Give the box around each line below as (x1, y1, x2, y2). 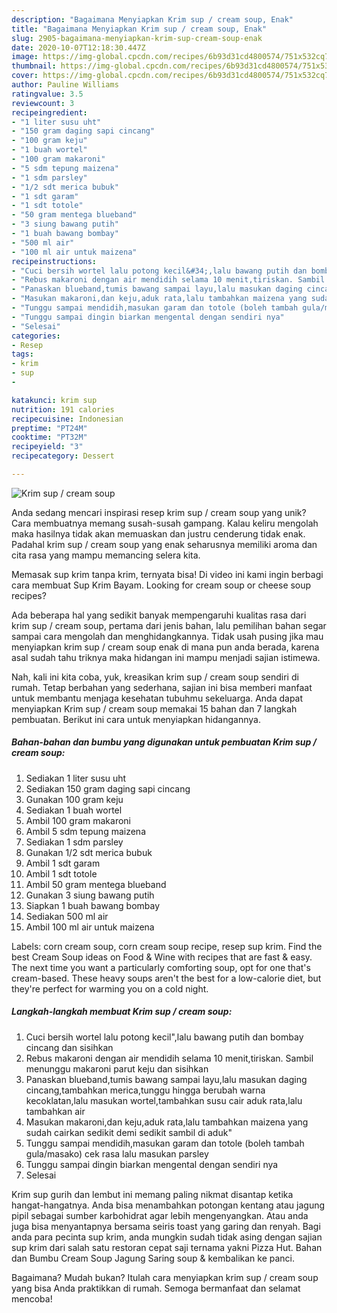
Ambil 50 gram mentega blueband (25, 878, 167, 890)
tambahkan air (25, 1105, 86, 1117)
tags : (11, 349, 34, 360)
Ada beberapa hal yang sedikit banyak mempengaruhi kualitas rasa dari (11, 609, 307, 621)
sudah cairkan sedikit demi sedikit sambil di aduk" (25, 1126, 233, 1138)
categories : (11, 331, 61, 341)
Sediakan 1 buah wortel (25, 804, 123, 816)
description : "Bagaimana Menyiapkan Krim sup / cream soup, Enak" (11, 14, 294, 25)
